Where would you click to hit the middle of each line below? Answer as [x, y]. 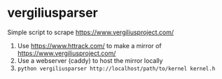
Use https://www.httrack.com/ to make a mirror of [90, 45]
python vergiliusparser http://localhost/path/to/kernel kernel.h [116, 69]
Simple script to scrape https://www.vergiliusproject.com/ [90, 32]
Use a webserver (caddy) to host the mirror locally [90, 60]
